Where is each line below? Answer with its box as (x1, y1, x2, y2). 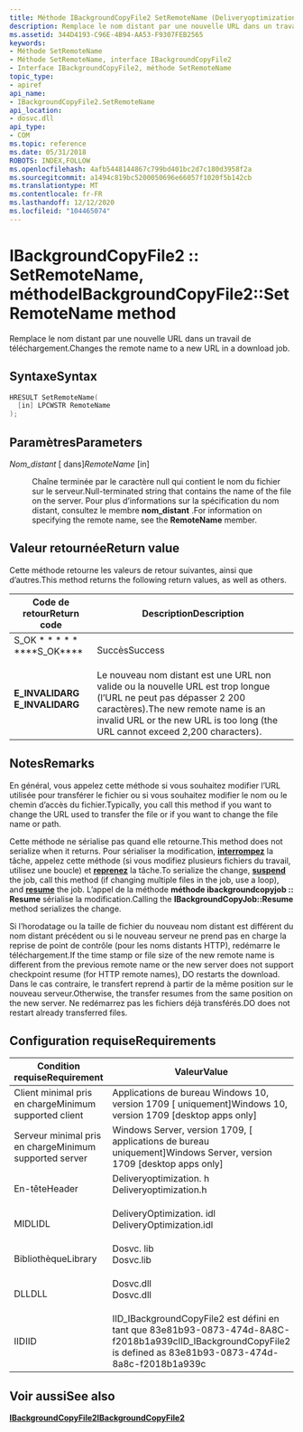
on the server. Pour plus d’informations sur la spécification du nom (32, 495, 280, 506)
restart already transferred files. (9, 1007, 128, 1018)
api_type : (9, 123, 47, 132)
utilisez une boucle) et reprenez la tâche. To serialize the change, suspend (9, 864, 286, 875)
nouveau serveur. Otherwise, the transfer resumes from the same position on (9, 987, 293, 999)
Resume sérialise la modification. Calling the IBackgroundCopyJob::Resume (9, 893, 294, 904)
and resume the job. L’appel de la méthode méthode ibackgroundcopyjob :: (9, 883, 294, 895)
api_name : (9, 89, 47, 98)
